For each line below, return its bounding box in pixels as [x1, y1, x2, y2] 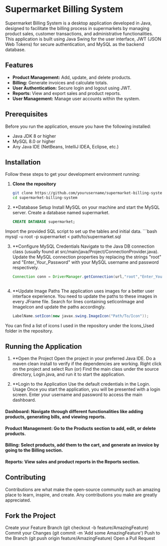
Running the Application [5, 342, 82, 351]
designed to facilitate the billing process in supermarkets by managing [5, 25, 150, 31]
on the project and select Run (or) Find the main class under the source [12, 366, 159, 372]
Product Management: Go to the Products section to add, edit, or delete [5, 425, 156, 431]
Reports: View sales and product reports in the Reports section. [5, 459, 140, 465]
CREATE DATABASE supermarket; [12, 219, 76, 224]
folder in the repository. [5, 328, 53, 334]
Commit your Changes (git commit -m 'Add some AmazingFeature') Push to [5, 530, 161, 536]
